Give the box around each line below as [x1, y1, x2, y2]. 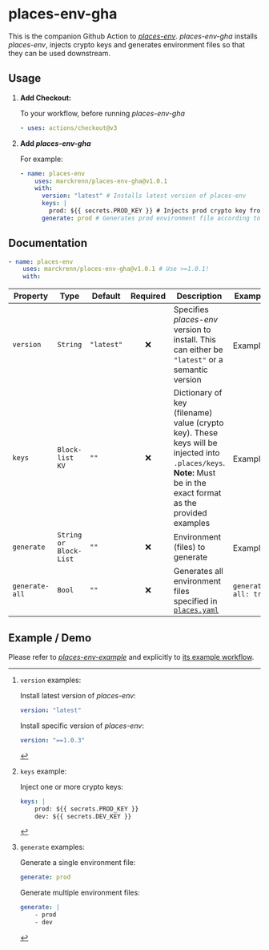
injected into [173, 447, 220, 459]
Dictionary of [173, 387, 223, 398]
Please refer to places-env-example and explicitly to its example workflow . [8, 653, 255, 661]
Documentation [8, 236, 88, 250]
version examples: [19, 675, 82, 685]
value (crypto [173, 418, 224, 429]
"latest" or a [173, 354, 223, 366]
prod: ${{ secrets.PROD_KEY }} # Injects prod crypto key [49, 207, 247, 215]
